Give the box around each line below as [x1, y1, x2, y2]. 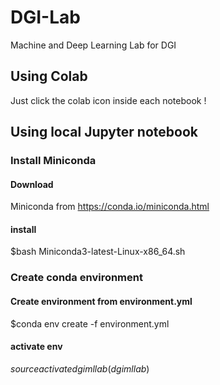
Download [10, 178, 54, 190]
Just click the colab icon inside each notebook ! [10, 94, 207, 106]
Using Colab [10, 68, 88, 85]
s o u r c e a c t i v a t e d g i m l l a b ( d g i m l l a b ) [10, 362, 150, 375]
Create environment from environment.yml [10, 295, 193, 307]
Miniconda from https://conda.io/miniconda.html [10, 201, 210, 213]
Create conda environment [10, 271, 143, 285]
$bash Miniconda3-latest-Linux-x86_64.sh [10, 246, 186, 258]
